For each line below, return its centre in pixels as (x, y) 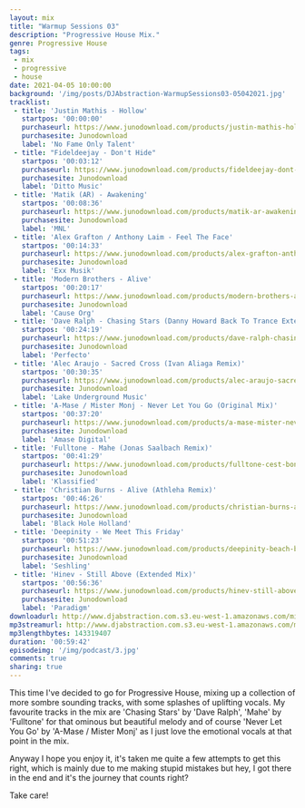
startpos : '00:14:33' (62, 246)
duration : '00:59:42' (50, 642)
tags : (20, 52)
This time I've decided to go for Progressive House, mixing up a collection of (152, 693)
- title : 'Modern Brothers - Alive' (83, 279)
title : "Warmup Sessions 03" (64, 26)
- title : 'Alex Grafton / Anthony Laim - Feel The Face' (123, 237)
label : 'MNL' (46, 229)
